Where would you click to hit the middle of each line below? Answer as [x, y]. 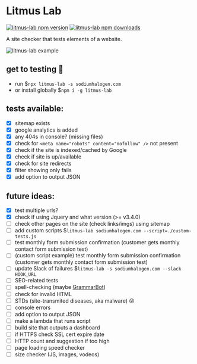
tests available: [35, 109]
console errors [33, 307]
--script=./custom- [167, 231]
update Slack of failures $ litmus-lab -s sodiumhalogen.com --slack [98, 269]
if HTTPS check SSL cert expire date [60, 334]
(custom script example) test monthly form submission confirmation [98, 256]
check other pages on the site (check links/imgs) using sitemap [92, 224]
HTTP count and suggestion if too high [62, 341]
